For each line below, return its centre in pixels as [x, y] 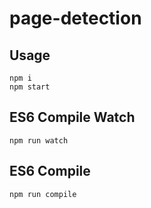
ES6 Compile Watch [72, 117]
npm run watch [39, 140]
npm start [30, 87]
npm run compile [43, 194]
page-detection [75, 18]
